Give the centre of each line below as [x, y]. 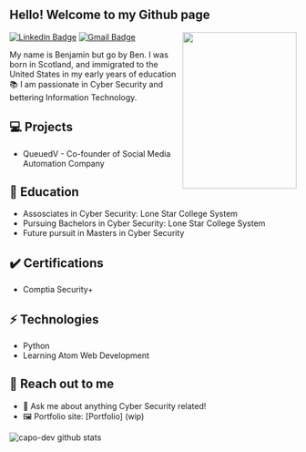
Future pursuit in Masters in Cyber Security [103, 233]
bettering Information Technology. [73, 97]
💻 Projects [41, 127]
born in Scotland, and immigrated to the [84, 64]
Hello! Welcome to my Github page [110, 15]
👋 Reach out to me [62, 384]
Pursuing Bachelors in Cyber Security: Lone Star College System [144, 223]
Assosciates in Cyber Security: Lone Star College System [130, 214]
